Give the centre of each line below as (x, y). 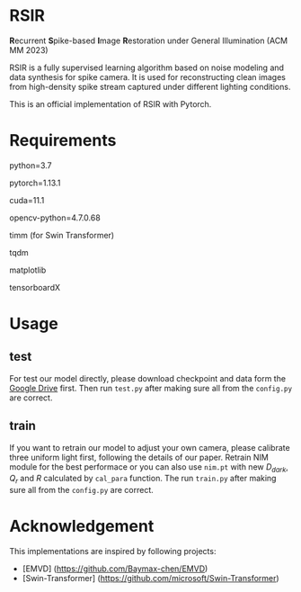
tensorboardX (35, 287)
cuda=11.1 (27, 200)
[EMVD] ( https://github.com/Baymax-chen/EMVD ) (115, 569)
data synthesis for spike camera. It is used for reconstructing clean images (147, 76)
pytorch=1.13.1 (35, 183)
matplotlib (28, 270)
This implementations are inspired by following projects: (113, 552)
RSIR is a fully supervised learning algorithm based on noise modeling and (147, 67)
